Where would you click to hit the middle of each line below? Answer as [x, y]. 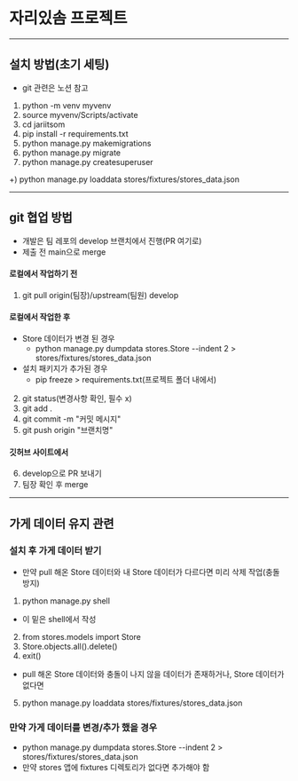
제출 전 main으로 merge [64, 252]
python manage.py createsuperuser [87, 162]
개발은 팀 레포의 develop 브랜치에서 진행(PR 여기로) [112, 241]
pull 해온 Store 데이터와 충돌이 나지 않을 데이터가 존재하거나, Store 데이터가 [153, 674]
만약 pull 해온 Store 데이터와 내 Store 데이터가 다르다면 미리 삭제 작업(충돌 [151, 572]
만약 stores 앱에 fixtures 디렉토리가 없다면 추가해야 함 [116, 768]
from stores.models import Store [82, 636]
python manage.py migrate [71, 153]
